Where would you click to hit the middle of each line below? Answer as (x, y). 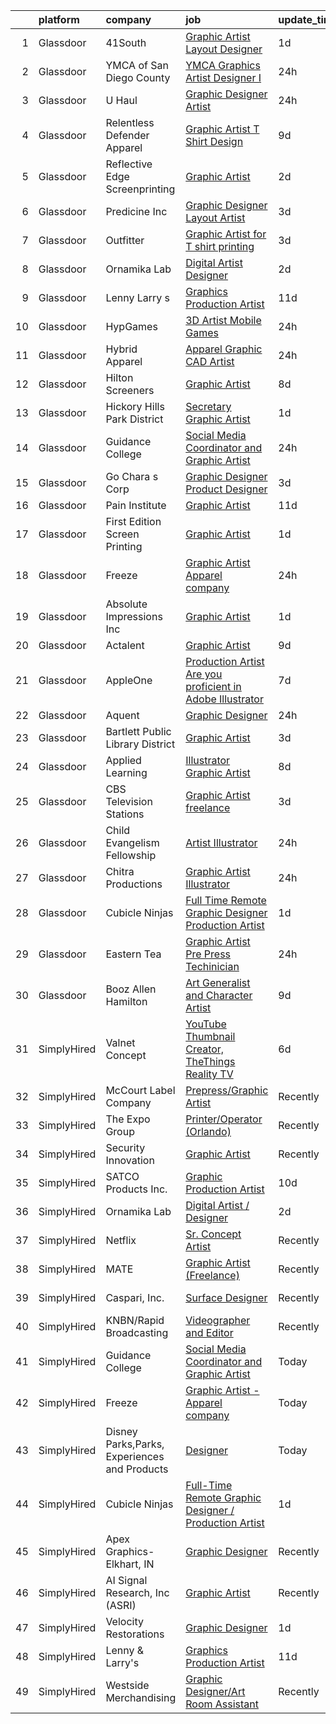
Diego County (138, 77)
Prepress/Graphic (227, 1090)
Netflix (121, 1240)
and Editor (209, 1332)
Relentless (130, 122)
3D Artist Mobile (223, 320)
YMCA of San (137, 65)
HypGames (131, 326)
